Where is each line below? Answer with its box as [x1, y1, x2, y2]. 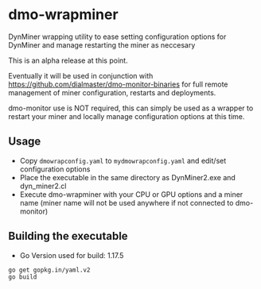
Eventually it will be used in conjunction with [8, 71, 154, 80]
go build [8, 272, 37, 281]
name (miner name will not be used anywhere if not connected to [19, 198, 234, 207]
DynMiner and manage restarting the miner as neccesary [8, 40, 196, 49]
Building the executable [8, 229, 129, 243]
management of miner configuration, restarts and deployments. [8, 87, 216, 97]
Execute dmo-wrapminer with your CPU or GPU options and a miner [19, 189, 243, 199]
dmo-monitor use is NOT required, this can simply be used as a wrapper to [8, 103, 254, 113]
